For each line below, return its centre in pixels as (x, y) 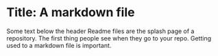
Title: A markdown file (71, 12)
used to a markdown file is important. (59, 45)
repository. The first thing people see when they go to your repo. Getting (109, 38)
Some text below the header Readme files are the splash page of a (100, 31)
